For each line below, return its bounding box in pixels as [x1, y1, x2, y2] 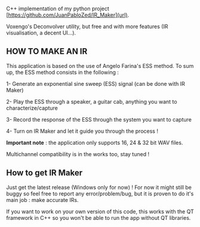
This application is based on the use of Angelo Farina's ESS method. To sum [6, 62, 194, 69]
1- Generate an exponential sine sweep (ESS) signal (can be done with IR [6, 80, 185, 87]
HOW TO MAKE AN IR [6, 46, 88, 57]
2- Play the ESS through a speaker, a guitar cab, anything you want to [6, 98, 177, 105]
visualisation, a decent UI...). [6, 29, 76, 36]
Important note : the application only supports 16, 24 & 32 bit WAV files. [6, 139, 183, 146]
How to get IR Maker [6, 168, 83, 178]
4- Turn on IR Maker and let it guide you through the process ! [6, 128, 158, 135]
